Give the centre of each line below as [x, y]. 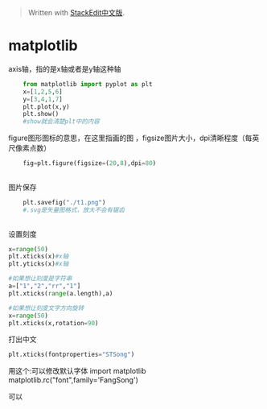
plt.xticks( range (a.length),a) [61, 293]
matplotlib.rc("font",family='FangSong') [74, 380]
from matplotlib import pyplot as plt [88, 84]
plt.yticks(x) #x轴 [39, 264]
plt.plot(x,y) [46, 107]
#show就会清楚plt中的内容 [62, 122]
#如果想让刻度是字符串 [40, 279]
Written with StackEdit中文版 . [76, 12]
